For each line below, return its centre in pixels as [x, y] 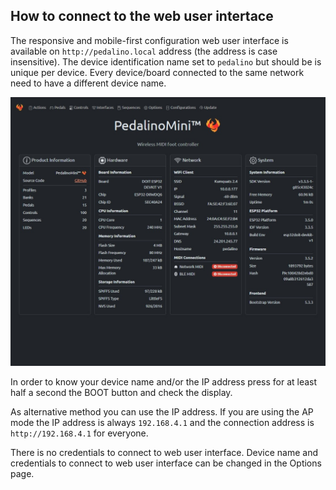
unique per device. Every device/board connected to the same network [157, 72]
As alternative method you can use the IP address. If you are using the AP [162, 411]
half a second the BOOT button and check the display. [121, 392]
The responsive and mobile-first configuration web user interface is [149, 40]
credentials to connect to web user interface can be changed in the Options [166, 463]
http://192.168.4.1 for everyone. [79, 433]
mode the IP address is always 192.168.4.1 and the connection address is [162, 422]
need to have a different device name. [88, 83]
